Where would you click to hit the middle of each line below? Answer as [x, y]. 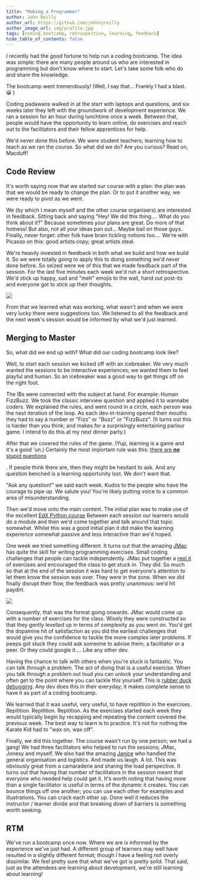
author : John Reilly [32, 17]
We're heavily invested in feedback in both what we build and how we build [98, 253]
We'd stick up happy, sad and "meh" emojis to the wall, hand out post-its [94, 278]
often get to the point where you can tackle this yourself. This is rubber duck [99, 680]
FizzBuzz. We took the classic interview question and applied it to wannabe [98, 400]
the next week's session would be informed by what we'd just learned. [92, 319]
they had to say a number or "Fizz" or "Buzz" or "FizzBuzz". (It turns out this [99, 419]
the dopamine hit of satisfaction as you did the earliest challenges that [91, 631]
